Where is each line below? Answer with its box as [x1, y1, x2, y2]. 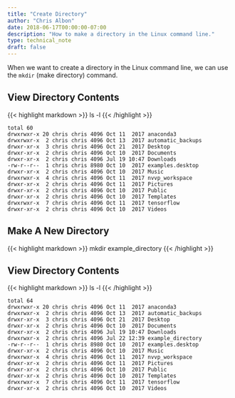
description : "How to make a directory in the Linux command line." [7, 30, 215, 38]
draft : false [7, 44, 46, 51]
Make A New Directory [7, 225, 110, 237]
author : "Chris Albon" [7, 17, 75, 24]
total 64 [7, 297, 33, 304]
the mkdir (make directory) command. [7, 71, 118, 79]
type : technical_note [7, 37, 72, 44]
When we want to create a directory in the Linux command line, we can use [7, 64, 229, 71]
